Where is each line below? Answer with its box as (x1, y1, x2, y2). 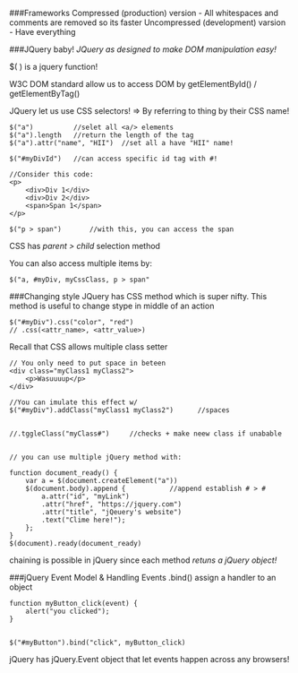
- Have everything (9, 27, 76, 37)
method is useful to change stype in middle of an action (9, 300, 215, 311)
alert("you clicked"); (25, 607, 110, 616)
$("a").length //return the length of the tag (9, 131, 194, 140)
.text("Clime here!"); (41, 515, 126, 524)
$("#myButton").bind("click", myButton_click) (9, 638, 186, 647)
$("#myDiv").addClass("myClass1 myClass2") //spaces (9, 406, 230, 415)
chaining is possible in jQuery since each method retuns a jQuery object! (9, 555, 277, 565)
